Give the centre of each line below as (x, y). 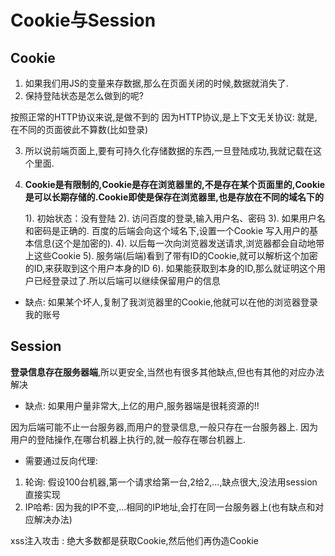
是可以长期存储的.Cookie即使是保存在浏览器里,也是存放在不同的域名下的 (174, 197)
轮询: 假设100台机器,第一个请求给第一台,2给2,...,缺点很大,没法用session (171, 482)
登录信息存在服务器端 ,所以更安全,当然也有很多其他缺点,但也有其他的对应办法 (167, 372)
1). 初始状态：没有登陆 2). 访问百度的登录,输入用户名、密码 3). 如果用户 (170, 218)
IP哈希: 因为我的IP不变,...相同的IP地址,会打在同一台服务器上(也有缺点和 (170, 507)
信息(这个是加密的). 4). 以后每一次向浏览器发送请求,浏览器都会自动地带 (179, 243)
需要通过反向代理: (61, 460)
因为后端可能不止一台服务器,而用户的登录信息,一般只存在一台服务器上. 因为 (164, 427)
